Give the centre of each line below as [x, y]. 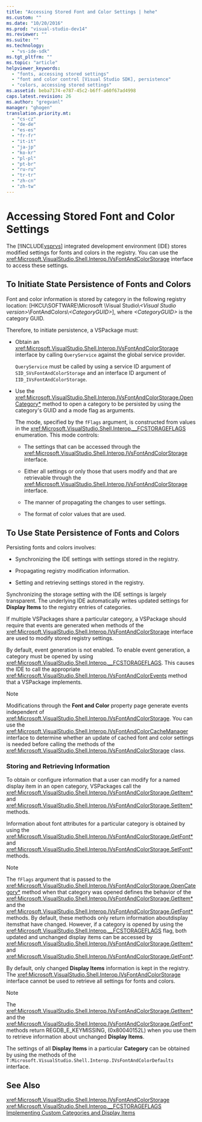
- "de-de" [24, 125]
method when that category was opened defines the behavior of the [107, 892]
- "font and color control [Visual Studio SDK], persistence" [91, 79]
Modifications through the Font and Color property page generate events [97, 705]
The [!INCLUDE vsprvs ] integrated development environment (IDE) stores [96, 246]
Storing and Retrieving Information [58, 767]
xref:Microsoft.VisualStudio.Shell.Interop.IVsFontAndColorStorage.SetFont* [99, 849]
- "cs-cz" [24, 119]
